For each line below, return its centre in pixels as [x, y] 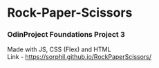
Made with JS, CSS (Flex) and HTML [59, 49]
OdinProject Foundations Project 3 [66, 35]
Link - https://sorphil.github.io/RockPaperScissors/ [79, 57]
